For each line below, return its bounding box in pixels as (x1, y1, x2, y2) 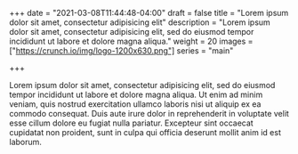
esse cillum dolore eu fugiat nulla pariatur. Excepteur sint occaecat (9, 118, 254, 128)
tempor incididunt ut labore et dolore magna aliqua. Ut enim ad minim (9, 89, 263, 100)
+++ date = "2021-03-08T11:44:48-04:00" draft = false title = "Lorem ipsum (9, 8, 289, 18)
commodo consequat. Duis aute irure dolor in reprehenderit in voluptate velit (9, 109, 289, 118)
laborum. (9, 137, 43, 147)
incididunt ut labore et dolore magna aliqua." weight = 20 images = (9, 36, 254, 46)
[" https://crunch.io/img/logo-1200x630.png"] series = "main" (9, 45, 234, 56)
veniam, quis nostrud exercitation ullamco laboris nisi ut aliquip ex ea (9, 99, 262, 109)
